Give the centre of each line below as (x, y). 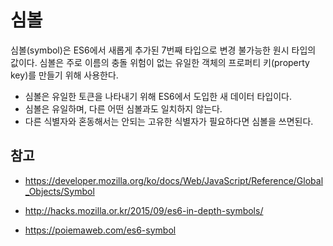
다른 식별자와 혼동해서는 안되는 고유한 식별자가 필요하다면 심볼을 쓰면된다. (169, 121)
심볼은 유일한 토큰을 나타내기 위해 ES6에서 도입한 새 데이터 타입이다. (158, 96)
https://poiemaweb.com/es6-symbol (100, 230)
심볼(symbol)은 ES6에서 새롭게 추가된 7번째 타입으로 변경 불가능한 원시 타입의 (163, 50)
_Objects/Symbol (59, 191)
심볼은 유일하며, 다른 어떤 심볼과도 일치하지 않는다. (123, 108)
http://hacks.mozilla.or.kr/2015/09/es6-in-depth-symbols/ (144, 210)
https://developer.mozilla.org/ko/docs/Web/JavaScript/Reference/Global (174, 180)
